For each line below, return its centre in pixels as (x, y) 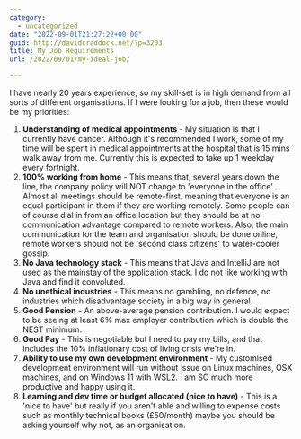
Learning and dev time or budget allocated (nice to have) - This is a (150, 396)
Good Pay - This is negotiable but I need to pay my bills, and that (142, 339)
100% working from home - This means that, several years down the (151, 177)
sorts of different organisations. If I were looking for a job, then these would (149, 102)
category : (28, 18)
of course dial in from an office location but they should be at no (141, 215)
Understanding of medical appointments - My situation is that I (141, 129)
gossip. (36, 253)
